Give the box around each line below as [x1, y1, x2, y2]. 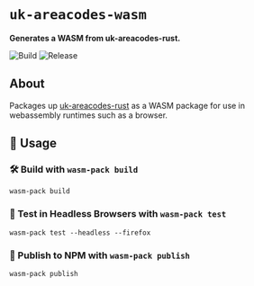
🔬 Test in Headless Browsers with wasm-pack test [9, 208, 227, 220]
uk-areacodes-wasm [9, 6, 147, 23]
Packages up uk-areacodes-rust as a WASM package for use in [9, 100, 246, 111]
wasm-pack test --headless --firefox [9, 228, 151, 237]
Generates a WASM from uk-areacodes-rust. [9, 32, 181, 43]
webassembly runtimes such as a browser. [9, 110, 168, 121]
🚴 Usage [9, 136, 57, 151]
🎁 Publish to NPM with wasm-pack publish [9, 249, 191, 262]
